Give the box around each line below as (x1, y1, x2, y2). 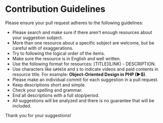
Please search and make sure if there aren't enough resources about (12, 29, 152, 35)
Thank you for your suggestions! (5, 112, 72, 118)
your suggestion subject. (12, 35, 63, 41)
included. (12, 103, 32, 109)
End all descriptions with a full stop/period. (12, 92, 100, 98)
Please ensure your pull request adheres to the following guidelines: (5, 20, 143, 26)
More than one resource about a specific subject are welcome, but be (12, 40, 155, 45)
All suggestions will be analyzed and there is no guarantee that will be (12, 97, 155, 103)
